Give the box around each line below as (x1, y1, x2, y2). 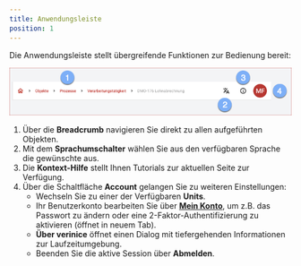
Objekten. (21, 134, 59, 145)
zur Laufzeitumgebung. (35, 238, 123, 250)
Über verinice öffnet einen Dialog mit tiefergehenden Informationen (35, 229, 286, 240)
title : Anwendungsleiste (9, 14, 102, 23)
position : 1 (9, 23, 54, 33)
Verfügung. (21, 172, 64, 183)
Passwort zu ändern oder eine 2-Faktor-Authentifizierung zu (35, 210, 259, 221)
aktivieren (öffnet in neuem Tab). (35, 219, 157, 230)
